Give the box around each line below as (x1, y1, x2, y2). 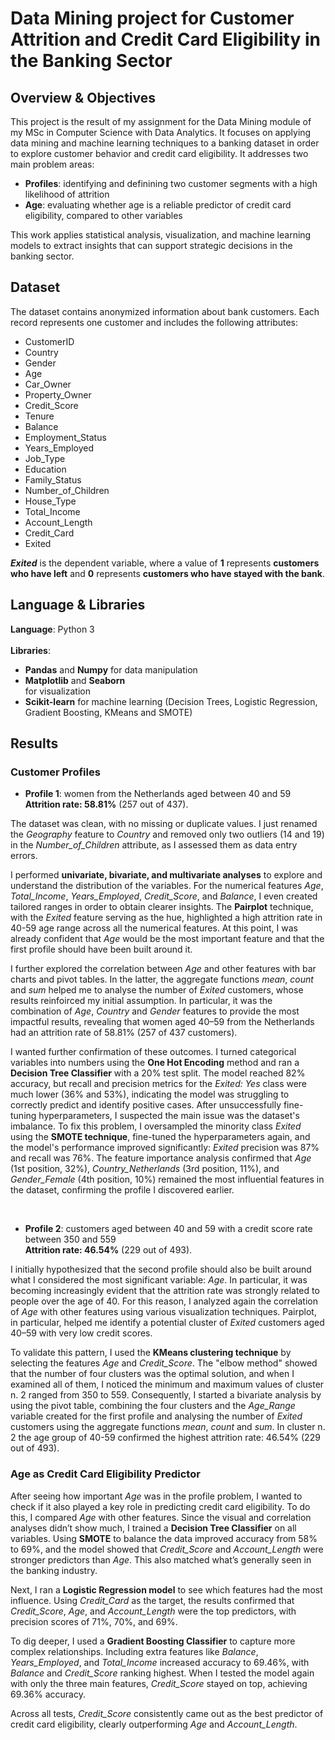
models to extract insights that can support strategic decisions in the (10, 240, 293, 251)
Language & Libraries (10, 597, 146, 614)
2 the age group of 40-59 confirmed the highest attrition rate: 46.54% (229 (10, 1432, 321, 1444)
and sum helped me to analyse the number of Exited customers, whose (10, 984, 304, 996)
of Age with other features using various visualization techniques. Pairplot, (10, 1306, 317, 1318)
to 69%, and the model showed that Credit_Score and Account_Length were (10, 1543, 324, 1555)
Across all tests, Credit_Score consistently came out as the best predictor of (10, 1707, 324, 1719)
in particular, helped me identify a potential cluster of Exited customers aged (10, 1317, 325, 1329)
